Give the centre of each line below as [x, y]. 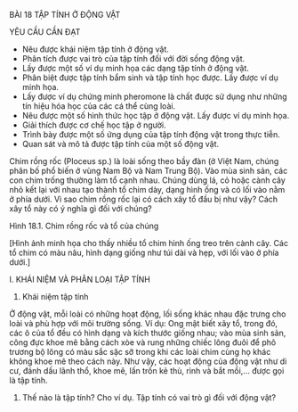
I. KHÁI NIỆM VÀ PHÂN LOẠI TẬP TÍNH [80, 279]
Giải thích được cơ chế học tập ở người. [94, 125]
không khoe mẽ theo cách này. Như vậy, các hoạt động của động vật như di [148, 361]
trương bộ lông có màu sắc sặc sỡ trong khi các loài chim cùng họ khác [140, 352]
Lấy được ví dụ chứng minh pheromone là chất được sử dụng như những [154, 96]
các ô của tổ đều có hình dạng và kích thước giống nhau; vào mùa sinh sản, [148, 333]
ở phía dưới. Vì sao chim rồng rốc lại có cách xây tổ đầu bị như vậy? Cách [144, 199]
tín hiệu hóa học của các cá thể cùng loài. [99, 106]
